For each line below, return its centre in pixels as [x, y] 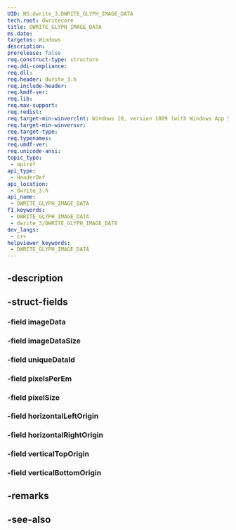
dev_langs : [23, 229]
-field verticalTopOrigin [48, 454]
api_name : [22, 197]
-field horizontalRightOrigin [55, 435]
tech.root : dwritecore [40, 20]
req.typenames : [29, 138]
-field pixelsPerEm [40, 379]
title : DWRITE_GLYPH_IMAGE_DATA [54, 27]
